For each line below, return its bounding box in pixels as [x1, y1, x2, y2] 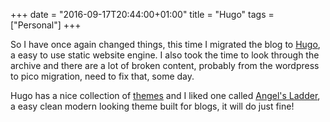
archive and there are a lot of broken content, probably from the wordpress [10, 60, 320, 71]
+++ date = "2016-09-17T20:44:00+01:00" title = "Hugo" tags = [10, 9, 275, 20]
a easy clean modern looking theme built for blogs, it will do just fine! [10, 100, 295, 112]
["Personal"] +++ [10, 19, 82, 31]
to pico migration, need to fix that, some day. [10, 70, 195, 82]
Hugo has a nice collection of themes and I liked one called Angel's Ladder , [10, 90, 321, 101]
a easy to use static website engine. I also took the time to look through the [10, 49, 320, 61]
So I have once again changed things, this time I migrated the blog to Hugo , [10, 39, 321, 50]
